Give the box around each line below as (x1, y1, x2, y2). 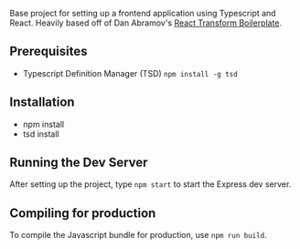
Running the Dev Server (9, 155, 148, 171)
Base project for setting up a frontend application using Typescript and (9, 8, 276, 18)
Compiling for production (9, 205, 156, 221)
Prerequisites (9, 44, 88, 59)
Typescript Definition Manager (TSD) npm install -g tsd (22, 67, 238, 78)
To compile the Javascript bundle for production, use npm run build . (9, 230, 267, 241)
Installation (9, 95, 75, 110)
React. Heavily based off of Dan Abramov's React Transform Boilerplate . (9, 17, 282, 28)
